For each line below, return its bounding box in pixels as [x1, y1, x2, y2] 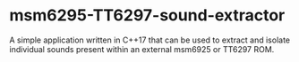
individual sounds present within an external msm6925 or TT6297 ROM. [9, 43, 275, 54]
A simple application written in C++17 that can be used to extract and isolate [9, 35, 291, 45]
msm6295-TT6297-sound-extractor [9, 5, 286, 26]
